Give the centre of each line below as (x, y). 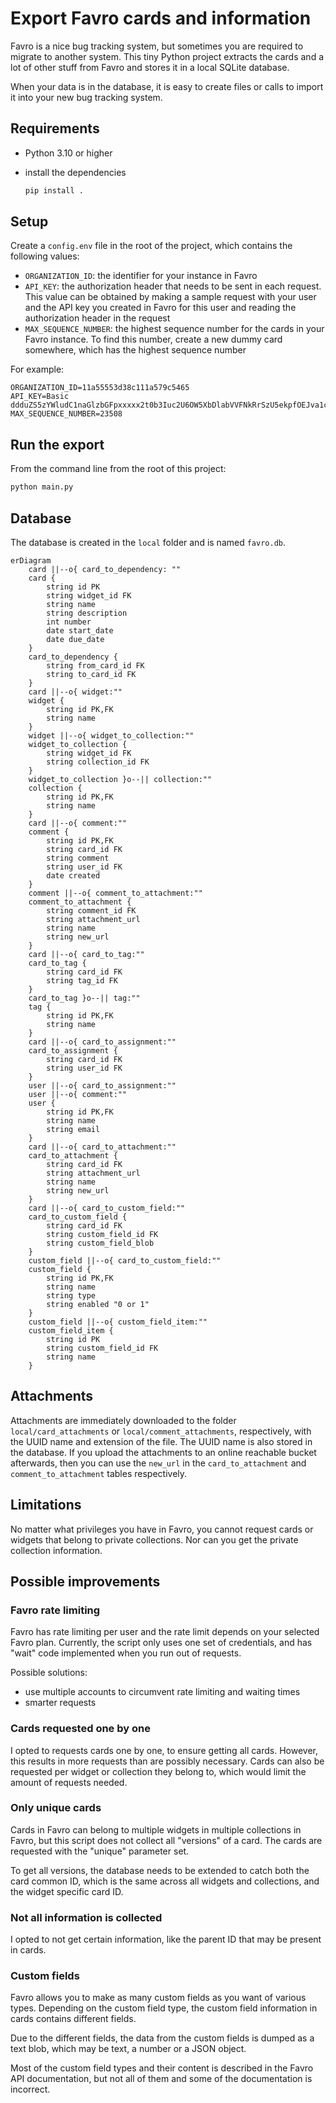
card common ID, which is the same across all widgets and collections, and (165, 1881)
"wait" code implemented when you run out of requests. (126, 1653)
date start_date (80, 630)
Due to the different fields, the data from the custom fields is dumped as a (162, 2038)
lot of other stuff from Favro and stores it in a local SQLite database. (150, 67)
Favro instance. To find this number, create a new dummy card (153, 339)
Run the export (57, 444)
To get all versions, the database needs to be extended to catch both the (160, 1870)
